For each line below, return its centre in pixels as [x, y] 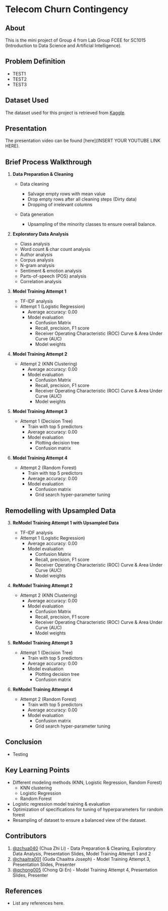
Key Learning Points [37, 770]
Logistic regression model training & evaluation [61, 804]
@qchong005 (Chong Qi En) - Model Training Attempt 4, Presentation [85, 869]
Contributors [26, 836]
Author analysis [36, 255]
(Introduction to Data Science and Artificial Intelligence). [64, 46]
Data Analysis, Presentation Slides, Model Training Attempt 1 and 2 [82, 853]
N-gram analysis [37, 265]
